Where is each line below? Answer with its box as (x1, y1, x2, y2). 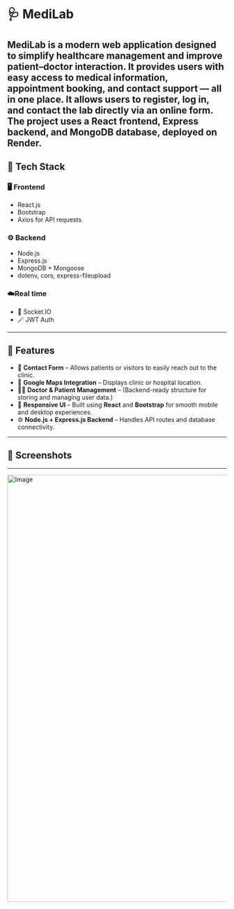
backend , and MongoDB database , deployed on (7, 126, 217, 138)
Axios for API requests (17, 215, 82, 224)
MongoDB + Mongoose (17, 263, 85, 272)
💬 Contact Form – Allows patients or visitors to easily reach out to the (17, 363, 217, 372)
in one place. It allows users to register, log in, (7, 93, 210, 106)
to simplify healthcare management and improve (7, 50, 223, 61)
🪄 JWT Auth (17, 315, 54, 323)
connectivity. (17, 423, 55, 431)
